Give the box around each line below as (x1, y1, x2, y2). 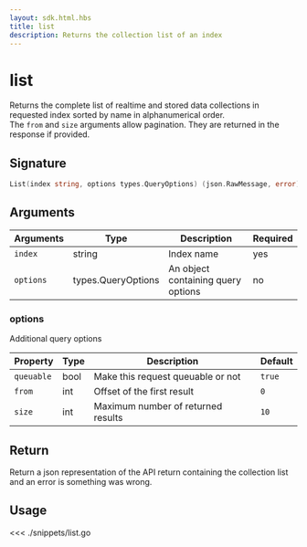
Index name (168, 247, 219, 260)
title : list (9, 22, 55, 31)
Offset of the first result (93, 385, 195, 398)
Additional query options (9, 333, 102, 344)
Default (259, 355, 293, 368)
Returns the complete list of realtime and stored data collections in (9, 100, 259, 110)
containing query (168, 273, 242, 286)
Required (252, 232, 293, 245)
